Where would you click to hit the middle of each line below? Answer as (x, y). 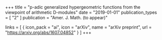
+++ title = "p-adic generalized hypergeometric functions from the (73, 7)
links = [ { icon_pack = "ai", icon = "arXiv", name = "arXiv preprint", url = (79, 27)
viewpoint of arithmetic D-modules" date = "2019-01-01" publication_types (81, 12)
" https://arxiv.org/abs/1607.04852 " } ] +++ (48, 32)
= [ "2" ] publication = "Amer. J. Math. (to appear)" (56, 18)
